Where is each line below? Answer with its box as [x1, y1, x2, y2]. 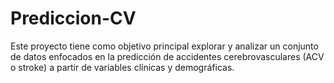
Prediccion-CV [10, 7, 137, 30]
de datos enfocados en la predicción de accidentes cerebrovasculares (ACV [10, 50, 325, 62]
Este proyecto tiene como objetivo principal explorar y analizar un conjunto [10, 40, 319, 52]
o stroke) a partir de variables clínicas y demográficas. [10, 61, 235, 73]
